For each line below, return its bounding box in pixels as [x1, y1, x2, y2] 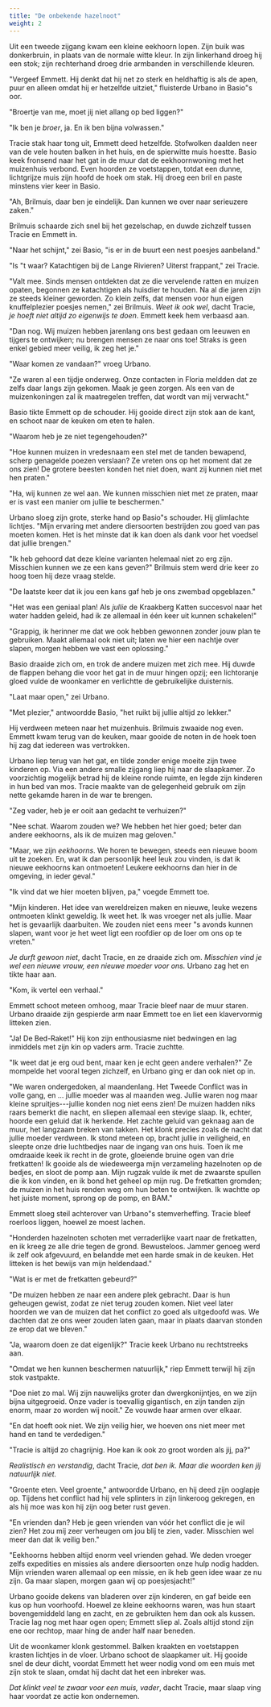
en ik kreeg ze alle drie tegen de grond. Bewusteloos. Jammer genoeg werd [9, 1241, 261, 1251]
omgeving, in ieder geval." [9, 871, 96, 881]
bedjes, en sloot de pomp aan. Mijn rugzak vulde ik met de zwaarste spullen [9, 1167, 261, 1177]
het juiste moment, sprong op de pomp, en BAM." [9, 1193, 173, 1202]
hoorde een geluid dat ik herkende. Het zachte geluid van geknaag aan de [9, 1115, 255, 1125]
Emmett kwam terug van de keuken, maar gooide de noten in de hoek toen [9, 731, 257, 741]
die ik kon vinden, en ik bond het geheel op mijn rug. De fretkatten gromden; [9, 1176, 262, 1186]
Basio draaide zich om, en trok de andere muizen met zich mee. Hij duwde [9, 658, 256, 669]
